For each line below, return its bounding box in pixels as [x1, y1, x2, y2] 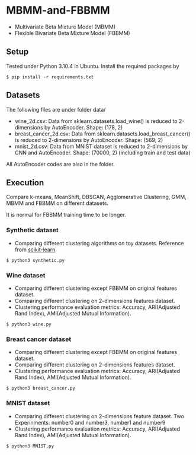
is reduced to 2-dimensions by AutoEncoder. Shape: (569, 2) [14, 136, 163, 143]
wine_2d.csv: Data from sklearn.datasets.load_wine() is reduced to [14, 117, 178, 125]
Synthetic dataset [6, 226, 59, 235]
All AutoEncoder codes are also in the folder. [6, 160, 115, 168]
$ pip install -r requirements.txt [6, 74, 94, 80]
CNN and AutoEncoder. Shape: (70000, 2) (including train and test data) [14, 149, 191, 156]
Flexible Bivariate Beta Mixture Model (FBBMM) [14, 29, 130, 36]
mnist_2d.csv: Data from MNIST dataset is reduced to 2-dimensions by [14, 143, 188, 150]
